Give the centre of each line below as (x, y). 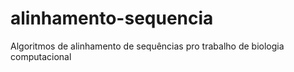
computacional (41, 56)
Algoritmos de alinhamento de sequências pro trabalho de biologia (147, 46)
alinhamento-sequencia (112, 18)
